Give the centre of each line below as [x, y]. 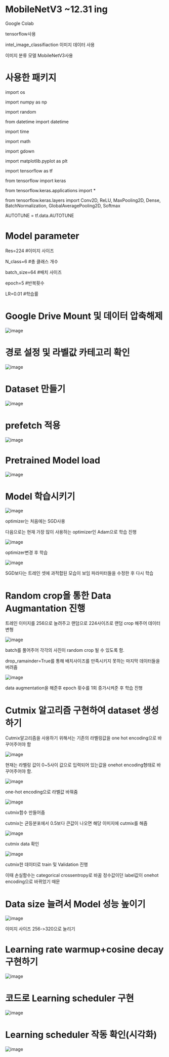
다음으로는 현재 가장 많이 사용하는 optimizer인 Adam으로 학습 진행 [71, 532]
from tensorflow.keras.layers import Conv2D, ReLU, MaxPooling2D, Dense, [83, 200]
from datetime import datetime [37, 121]
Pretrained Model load [53, 460]
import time [17, 131]
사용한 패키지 [31, 78]
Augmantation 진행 [45, 608]
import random [21, 112]
